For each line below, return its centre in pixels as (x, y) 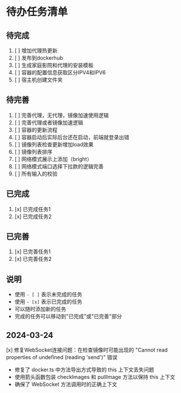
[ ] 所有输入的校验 (36, 174)
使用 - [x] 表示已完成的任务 (48, 302)
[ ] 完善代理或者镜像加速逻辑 (49, 122)
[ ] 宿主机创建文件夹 (38, 80)
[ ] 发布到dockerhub (39, 58)
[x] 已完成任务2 (33, 216)
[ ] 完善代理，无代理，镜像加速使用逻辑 (62, 115)
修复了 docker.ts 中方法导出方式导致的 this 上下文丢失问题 (84, 370)
